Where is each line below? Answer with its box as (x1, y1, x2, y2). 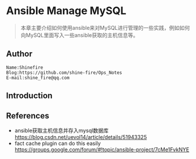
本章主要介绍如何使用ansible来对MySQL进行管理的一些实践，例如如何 (20, 24, 190, 31)
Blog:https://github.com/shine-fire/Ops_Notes (6, 69, 122, 76)
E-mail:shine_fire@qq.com (6, 75, 69, 80)
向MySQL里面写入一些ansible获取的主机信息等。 (20, 31, 139, 39)
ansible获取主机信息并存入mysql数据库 (14, 127, 109, 134)
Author (6, 49, 32, 59)
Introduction (6, 91, 53, 101)
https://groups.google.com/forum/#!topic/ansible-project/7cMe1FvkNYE (14, 146, 190, 153)
